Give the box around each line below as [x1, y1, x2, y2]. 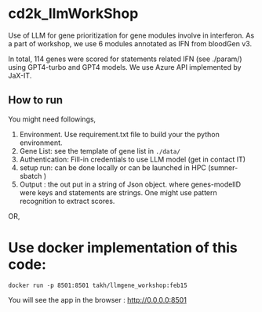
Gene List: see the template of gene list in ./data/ [19, 146, 180, 155]
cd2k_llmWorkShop [8, 5, 139, 23]
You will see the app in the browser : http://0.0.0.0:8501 [8, 295, 187, 304]
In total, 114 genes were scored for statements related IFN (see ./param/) [8, 54, 242, 63]
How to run [8, 93, 64, 107]
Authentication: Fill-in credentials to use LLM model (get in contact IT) [19, 154, 246, 164]
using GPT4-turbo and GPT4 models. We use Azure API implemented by [8, 62, 242, 71]
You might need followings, [8, 114, 96, 124]
